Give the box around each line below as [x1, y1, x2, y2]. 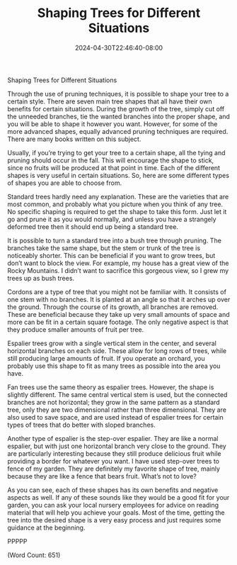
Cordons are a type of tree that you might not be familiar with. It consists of [7, 287, 226, 296]
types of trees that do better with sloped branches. [7, 420, 156, 429]
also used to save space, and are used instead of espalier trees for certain [7, 413, 224, 421]
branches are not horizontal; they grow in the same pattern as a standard [7, 398, 221, 406]
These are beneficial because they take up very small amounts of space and [7, 310, 230, 318]
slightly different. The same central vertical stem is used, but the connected [7, 390, 228, 398]
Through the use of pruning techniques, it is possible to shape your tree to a [7, 89, 229, 98]
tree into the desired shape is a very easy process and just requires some [7, 515, 221, 524]
